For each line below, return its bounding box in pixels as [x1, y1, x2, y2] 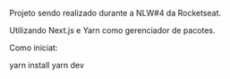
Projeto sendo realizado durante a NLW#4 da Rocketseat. [9, 8, 222, 18]
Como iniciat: [9, 42, 58, 53]
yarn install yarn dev [9, 60, 85, 70]
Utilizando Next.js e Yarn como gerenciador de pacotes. [9, 25, 217, 35]
